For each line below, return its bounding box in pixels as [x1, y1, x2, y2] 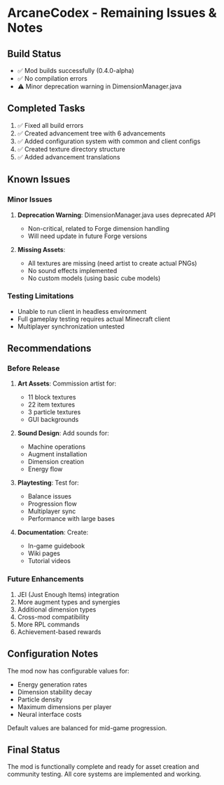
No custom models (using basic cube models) [27, 274, 161, 282]
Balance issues [27, 492, 72, 501]
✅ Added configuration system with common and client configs [17, 137, 201, 145]
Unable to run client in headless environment [17, 307, 147, 315]
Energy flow [27, 465, 63, 473]
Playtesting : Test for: [17, 479, 79, 487]
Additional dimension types [17, 605, 97, 614]
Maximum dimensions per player [17, 702, 112, 711]
